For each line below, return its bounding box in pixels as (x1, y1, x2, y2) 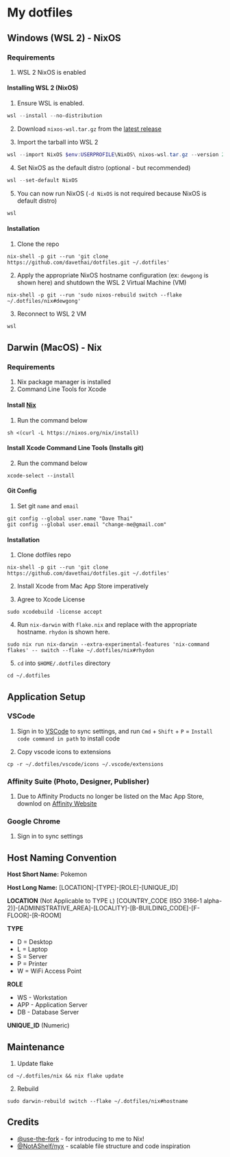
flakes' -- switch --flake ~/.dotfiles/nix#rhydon (7, 647, 155, 654)
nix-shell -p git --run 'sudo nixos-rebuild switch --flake (7, 291, 183, 299)
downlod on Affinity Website (16, 799, 97, 808)
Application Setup (7, 691, 86, 703)
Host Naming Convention (7, 851, 117, 864)
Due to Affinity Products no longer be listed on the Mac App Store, (16, 793, 204, 801)
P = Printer (16, 960, 48, 968)
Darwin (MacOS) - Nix (7, 342, 103, 353)
